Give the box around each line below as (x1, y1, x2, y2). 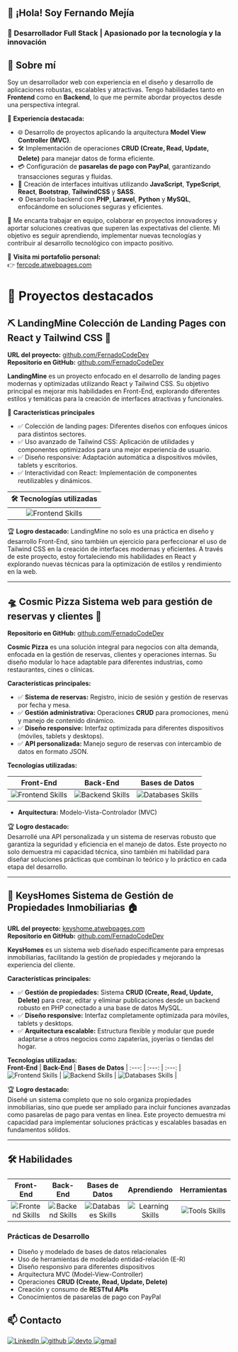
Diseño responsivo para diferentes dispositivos (17, 1263, 155, 1271)
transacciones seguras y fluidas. (17, 172, 113, 181)
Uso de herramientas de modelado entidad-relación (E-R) (17, 1255, 186, 1263)
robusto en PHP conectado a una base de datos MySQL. (17, 1003, 183, 1012)
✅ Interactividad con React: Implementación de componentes (17, 469, 197, 477)
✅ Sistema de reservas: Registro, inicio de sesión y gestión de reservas (17, 692, 229, 701)
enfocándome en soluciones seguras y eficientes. (17, 203, 164, 211)
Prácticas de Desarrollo (7, 1231, 90, 1241)
